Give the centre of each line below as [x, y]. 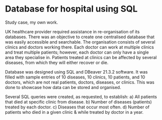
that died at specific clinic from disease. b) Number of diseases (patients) [78, 102]
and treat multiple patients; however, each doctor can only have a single [77, 52]
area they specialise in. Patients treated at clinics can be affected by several [81, 57]
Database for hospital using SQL [71, 9]
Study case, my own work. [32, 22]
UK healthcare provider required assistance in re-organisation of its [72, 31]
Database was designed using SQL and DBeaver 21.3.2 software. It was [76, 72]
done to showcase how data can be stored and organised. [63, 87]
